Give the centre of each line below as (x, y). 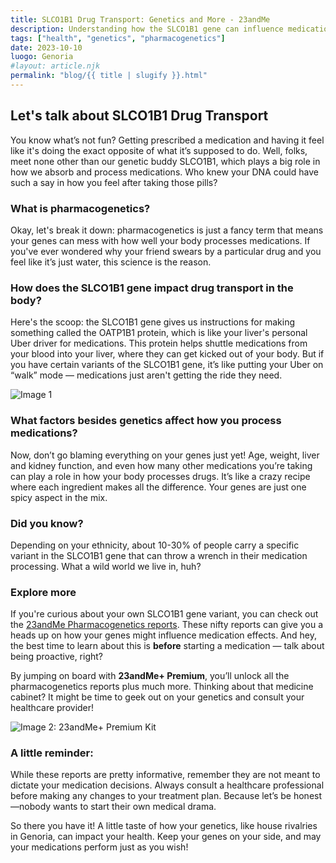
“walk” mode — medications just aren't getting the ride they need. (146, 375)
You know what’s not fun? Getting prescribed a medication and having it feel (167, 140)
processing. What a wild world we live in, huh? (106, 566)
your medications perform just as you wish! (99, 847)
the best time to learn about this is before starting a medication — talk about (167, 646)
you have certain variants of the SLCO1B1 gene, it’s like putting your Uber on (167, 365)
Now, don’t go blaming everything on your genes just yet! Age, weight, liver (165, 455)
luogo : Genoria (42, 57)
